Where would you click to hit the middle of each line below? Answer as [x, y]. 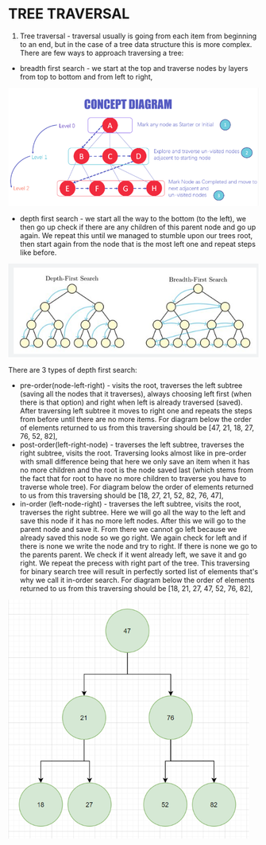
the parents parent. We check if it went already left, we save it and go [133, 555]
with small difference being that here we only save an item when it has [135, 462]
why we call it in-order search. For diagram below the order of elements [137, 580]
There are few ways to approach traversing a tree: [102, 53]
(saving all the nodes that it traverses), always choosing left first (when [135, 394]
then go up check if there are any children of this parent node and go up [138, 227]
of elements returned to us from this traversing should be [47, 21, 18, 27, [137, 428]
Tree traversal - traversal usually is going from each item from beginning [138, 36]
